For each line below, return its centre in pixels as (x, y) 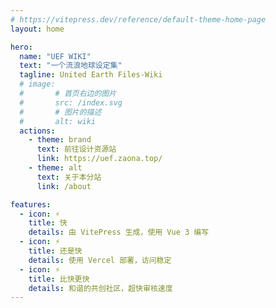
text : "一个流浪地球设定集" (71, 66)
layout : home (37, 29)
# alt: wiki (58, 121)
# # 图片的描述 (60, 112)
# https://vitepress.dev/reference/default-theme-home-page (138, 19)
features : (31, 204)
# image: (37, 84)
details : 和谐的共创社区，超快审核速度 (100, 288)
